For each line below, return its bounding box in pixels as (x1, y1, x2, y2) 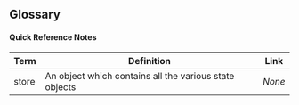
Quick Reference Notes (9, 31, 97, 43)
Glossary (9, 7, 61, 22)
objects (44, 80, 77, 93)
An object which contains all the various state (44, 69, 235, 82)
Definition (127, 54, 172, 67)
